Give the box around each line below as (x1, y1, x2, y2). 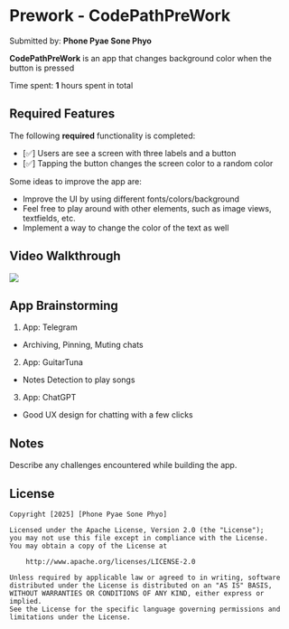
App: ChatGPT (22, 392, 77, 403)
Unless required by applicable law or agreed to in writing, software (9, 573, 281, 582)
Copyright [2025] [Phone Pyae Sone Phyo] (9, 510, 168, 519)
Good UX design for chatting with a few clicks (22, 409, 193, 420)
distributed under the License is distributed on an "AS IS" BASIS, (9, 581, 273, 590)
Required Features (9, 106, 116, 122)
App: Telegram (22, 322, 79, 333)
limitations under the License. (9, 613, 131, 622)
